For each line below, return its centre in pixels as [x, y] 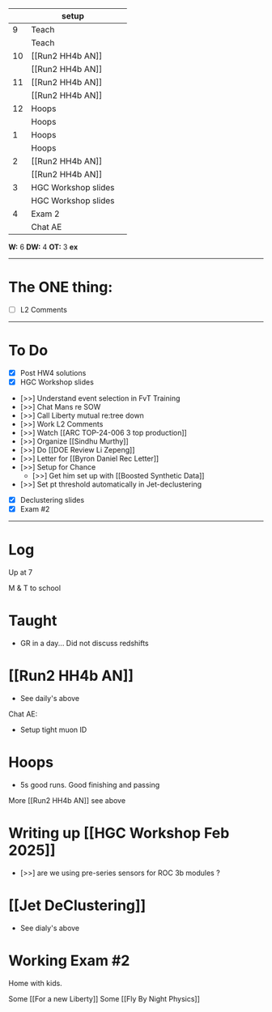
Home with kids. [35, 983]
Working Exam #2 [69, 961]
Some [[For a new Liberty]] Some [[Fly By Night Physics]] [104, 998]
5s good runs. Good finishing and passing [90, 785]
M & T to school [35, 588]
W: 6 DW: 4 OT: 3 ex [43, 247]
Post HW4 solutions [53, 372]
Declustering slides [52, 500]
